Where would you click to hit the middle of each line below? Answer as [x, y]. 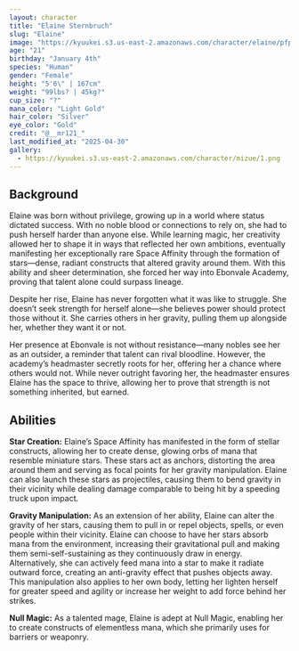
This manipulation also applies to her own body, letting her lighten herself [144, 582]
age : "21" [28, 51]
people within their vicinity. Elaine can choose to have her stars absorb [139, 534]
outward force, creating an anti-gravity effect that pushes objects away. [141, 573]
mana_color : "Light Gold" [57, 109]
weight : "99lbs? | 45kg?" [57, 92]
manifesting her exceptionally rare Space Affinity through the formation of [145, 254]
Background [44, 194]
